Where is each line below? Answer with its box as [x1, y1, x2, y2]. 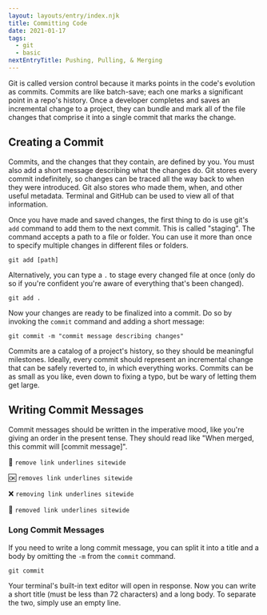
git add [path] [8, 255, 59, 264]
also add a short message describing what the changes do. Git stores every [8, 165, 257, 175]
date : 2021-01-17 [8, 26, 66, 34]
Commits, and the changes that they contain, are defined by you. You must [8, 157, 255, 167]
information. [8, 199, 49, 209]
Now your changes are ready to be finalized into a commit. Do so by [8, 307, 233, 317]
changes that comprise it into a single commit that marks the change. [8, 112, 237, 122]
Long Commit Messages [8, 525, 106, 536]
